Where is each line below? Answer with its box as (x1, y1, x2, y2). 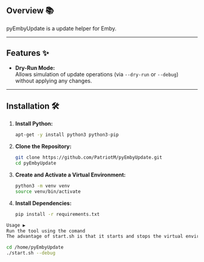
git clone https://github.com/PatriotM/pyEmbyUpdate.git (15, 155, 163, 161)
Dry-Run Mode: (15, 64, 55, 72)
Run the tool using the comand (6, 227, 86, 234)
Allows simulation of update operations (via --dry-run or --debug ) (15, 70, 179, 78)
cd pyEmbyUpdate (15, 160, 56, 166)
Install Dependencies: (15, 200, 72, 207)
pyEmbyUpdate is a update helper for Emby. (6, 24, 117, 32)
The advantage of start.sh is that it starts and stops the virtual (6, 233, 183, 240)
